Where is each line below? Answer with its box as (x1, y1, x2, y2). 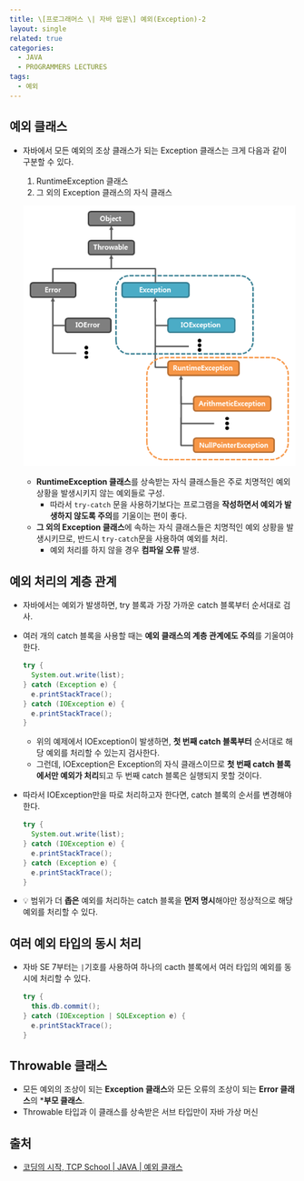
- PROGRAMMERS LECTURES (17, 63, 107, 72)
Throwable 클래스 (9, 1057, 108, 1073)
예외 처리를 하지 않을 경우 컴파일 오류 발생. (49, 545, 200, 555)
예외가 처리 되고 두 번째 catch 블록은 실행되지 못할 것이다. (60, 770, 262, 781)
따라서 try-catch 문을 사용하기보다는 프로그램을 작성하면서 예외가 (49, 499, 283, 510)
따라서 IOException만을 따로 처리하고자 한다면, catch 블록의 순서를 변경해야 (22, 789, 292, 800)
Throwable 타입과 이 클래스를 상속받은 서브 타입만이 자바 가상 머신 (22, 1106, 259, 1117)
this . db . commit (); (31, 1002, 101, 1011)
